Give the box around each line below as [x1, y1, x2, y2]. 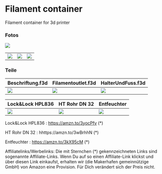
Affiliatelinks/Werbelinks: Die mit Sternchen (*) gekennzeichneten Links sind [5, 148, 158, 154]
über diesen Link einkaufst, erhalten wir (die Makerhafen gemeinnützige [5, 158, 149, 164]
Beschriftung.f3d [7, 79, 48, 86]
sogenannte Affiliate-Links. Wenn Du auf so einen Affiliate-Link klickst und [5, 154, 154, 159]
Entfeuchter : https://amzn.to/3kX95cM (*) [5, 139, 90, 145]
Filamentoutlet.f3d [52, 79, 96, 86]
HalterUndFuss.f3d [100, 79, 146, 86]
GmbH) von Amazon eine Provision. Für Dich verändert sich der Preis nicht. [5, 164, 155, 170]
